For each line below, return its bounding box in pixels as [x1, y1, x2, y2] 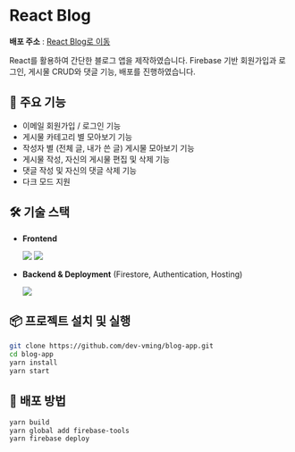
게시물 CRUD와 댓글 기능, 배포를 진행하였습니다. [28, 66, 197, 77]
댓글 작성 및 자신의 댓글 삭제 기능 [21, 164, 137, 175]
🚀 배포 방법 [9, 394, 67, 409]
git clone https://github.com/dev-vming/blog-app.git [9, 341, 215, 351]
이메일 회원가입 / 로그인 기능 [21, 120, 122, 130]
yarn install [9, 358, 58, 367]
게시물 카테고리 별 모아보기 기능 [21, 131, 132, 142]
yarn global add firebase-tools [9, 426, 130, 435]
